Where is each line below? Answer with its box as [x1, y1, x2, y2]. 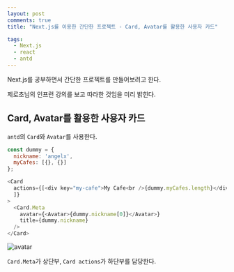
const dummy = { [7, 146, 54, 153]
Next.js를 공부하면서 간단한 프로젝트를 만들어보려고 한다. [7, 75, 162, 84]
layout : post [7, 10, 45, 17]
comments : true [7, 17, 52, 24]
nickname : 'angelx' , [13, 153, 73, 160]
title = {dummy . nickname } [19, 217, 89, 224]
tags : [7, 36, 23, 43]
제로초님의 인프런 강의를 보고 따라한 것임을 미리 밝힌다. [7, 90, 156, 98]
